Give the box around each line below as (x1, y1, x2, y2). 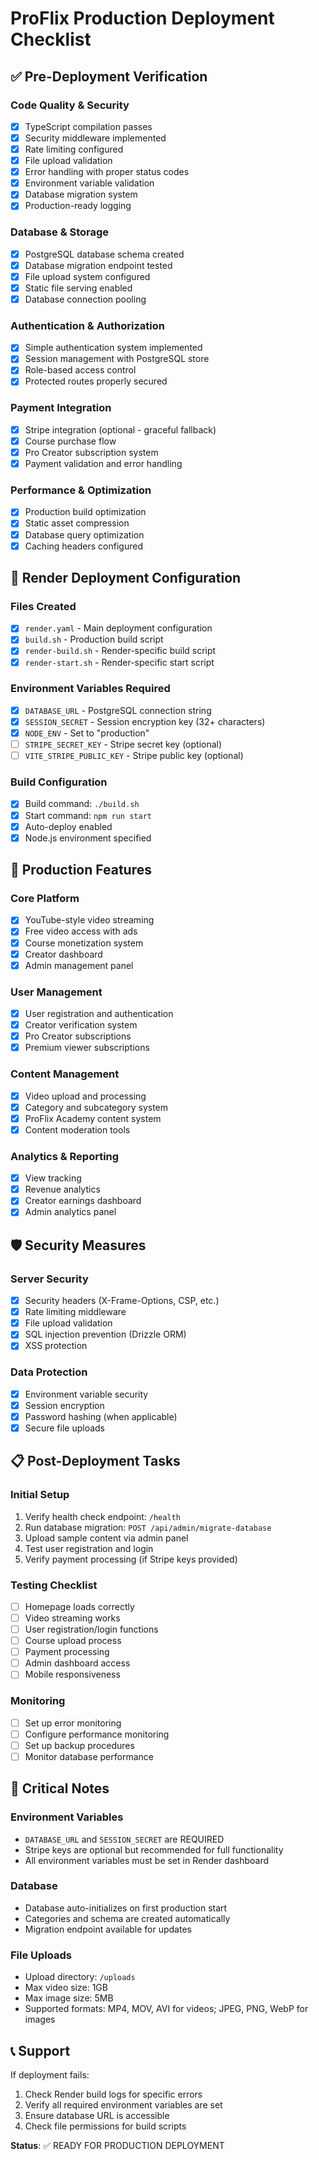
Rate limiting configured (24, 143, 124, 155)
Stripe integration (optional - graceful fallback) (24, 423, 217, 436)
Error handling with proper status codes (24, 166, 190, 178)
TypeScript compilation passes (24, 120, 153, 132)
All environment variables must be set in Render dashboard (24, 1854, 270, 1866)
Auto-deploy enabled (24, 820, 113, 832)
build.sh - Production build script (24, 633, 164, 646)
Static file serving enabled (24, 282, 133, 294)
